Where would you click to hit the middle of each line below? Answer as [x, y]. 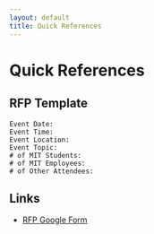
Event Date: [31, 124]
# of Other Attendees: [51, 171]
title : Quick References [56, 26]
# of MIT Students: [46, 155]
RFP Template [48, 104]
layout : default [39, 17]
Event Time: [31, 132]
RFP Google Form [55, 220]
